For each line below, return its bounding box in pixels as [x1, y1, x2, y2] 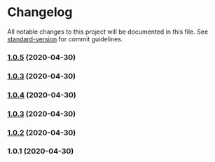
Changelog [7, 4, 73, 20]
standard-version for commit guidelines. [7, 34, 123, 43]
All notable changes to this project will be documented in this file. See [7, 27, 209, 36]
